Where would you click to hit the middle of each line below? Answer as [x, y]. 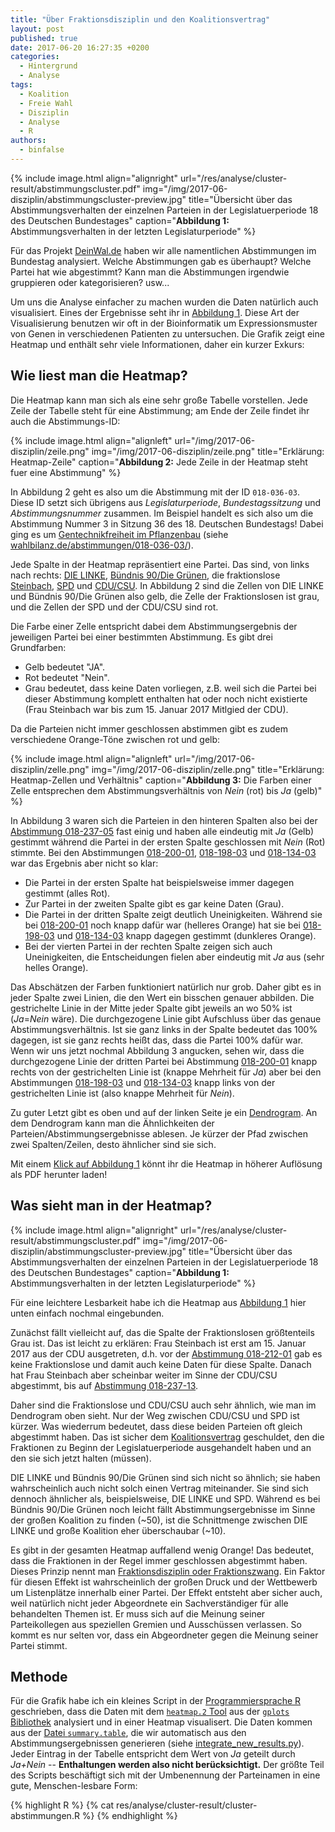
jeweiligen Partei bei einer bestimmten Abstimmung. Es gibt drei [141, 637]
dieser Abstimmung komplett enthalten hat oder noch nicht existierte [166, 698]
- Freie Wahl [46, 103]
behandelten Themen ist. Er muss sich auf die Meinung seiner [138, 1613]
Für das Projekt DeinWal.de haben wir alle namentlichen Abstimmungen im [163, 250]
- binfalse [42, 150]
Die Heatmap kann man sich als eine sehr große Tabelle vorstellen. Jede [159, 400]
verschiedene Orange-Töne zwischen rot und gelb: [115, 739]
